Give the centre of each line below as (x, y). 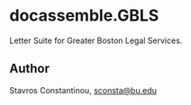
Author (29, 69)
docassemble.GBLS (84, 16)
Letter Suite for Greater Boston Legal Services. (96, 40)
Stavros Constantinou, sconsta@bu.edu (83, 90)
